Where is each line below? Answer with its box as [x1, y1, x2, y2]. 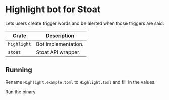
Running [5, 66, 33, 74]
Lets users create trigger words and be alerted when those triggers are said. [5, 20, 164, 26]
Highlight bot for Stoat [5, 4, 101, 15]
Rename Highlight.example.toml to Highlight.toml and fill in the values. [5, 79, 156, 85]
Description [45, 32, 74, 39]
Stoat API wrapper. [36, 49, 81, 56]
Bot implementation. [36, 40, 84, 47]
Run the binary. [5, 89, 37, 95]
